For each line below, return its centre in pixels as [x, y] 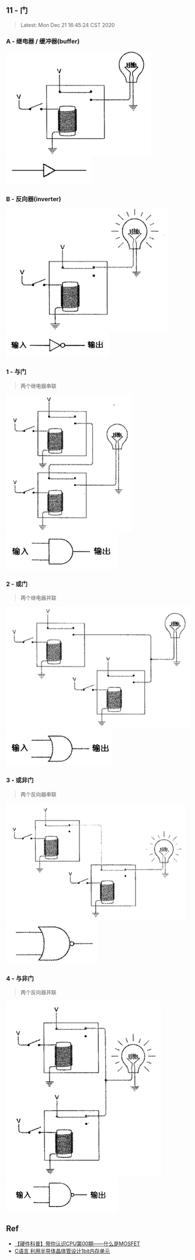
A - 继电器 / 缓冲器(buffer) [43, 41]
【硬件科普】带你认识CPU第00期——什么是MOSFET [77, 1244]
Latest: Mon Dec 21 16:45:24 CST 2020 [67, 25]
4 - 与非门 [20, 978]
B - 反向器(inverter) [34, 199]
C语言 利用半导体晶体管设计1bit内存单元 [62, 1251]
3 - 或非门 [20, 780]
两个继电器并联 [38, 598]
